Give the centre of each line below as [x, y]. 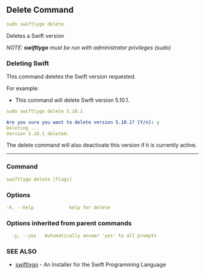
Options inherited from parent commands [69, 223]
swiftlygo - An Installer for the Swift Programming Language [91, 265]
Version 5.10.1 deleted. [38, 133]
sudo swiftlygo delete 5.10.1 [45, 111]
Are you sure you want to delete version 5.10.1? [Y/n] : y [83, 122]
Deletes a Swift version [35, 35]
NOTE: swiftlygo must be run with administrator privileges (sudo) [89, 47]
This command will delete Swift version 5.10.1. [72, 100]
